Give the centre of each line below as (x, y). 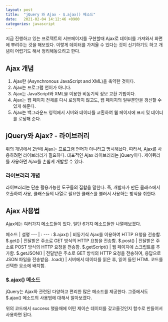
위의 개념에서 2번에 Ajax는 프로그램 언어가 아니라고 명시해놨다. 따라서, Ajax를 (81, 149)
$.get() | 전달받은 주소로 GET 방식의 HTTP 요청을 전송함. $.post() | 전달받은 (80, 241)
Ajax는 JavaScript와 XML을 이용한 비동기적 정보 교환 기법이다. (74, 94)
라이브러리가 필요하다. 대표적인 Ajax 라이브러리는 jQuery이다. (83, 155)
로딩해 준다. (30, 119)
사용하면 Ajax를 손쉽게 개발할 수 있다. (47, 161)
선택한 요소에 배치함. (26, 266)
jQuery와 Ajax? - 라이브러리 (47, 136)
